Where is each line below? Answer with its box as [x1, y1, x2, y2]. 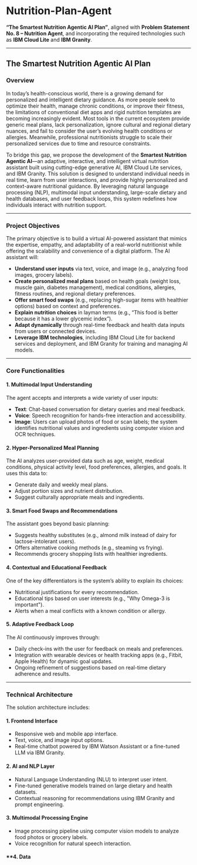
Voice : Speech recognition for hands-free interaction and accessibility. [14, 412, 186, 419]
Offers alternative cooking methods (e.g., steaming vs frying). [14, 544, 164, 551]
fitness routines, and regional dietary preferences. [14, 290, 136, 297]
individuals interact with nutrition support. [6, 201, 107, 208]
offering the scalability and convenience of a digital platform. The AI [6, 247, 170, 254]
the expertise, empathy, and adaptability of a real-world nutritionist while [6, 241, 182, 248]
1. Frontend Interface [6, 717, 58, 724]
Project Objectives [6, 221, 60, 230]
